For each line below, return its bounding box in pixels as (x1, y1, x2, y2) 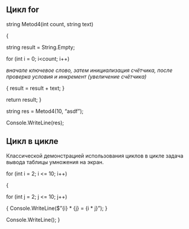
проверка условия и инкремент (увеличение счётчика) (6, 73, 147, 80)
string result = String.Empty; (6, 43, 75, 51)
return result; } (6, 96, 41, 103)
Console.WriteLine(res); (6, 119, 64, 126)
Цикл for (6, 5, 40, 15)
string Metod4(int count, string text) (6, 20, 94, 27)
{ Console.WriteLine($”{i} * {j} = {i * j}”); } (6, 205, 108, 212)
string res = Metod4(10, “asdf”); (6, 107, 84, 115)
